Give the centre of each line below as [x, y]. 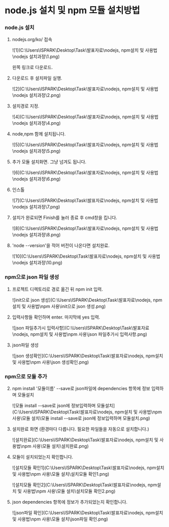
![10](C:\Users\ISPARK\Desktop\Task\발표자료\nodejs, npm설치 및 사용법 [86, 256]
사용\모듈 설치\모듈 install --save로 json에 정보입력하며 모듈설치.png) [81, 418]
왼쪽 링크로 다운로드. [32, 67]
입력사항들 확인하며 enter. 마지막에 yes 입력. [56, 317]
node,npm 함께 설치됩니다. [39, 134]
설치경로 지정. [26, 106]
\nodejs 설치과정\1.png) [36, 57]
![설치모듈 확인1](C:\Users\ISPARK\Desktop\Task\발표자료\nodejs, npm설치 [88, 468]
